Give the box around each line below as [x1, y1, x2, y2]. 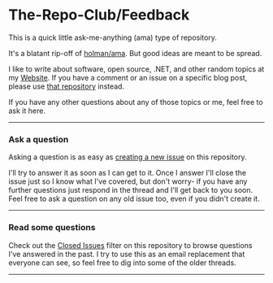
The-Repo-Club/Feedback [8, 6, 190, 24]
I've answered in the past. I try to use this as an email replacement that [8, 249, 245, 259]
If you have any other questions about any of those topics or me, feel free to [8, 97, 263, 107]
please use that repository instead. [8, 81, 124, 91]
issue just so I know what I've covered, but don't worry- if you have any [8, 176, 248, 186]
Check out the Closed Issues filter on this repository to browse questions [8, 240, 253, 250]
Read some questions [8, 222, 96, 233]
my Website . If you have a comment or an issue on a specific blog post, [8, 72, 248, 82]
